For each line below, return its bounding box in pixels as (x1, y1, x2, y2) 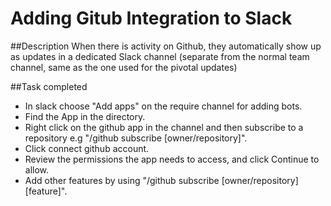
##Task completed (10, 80, 88, 92)
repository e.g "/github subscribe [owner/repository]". (24, 132, 248, 144)
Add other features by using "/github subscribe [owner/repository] (24, 174, 299, 186)
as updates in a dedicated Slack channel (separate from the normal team (10, 50, 310, 62)
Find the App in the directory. (24, 110, 146, 122)
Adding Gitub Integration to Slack (10, 7, 293, 30)
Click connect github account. (24, 142, 150, 154)
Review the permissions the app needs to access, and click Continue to (24, 153, 320, 165)
